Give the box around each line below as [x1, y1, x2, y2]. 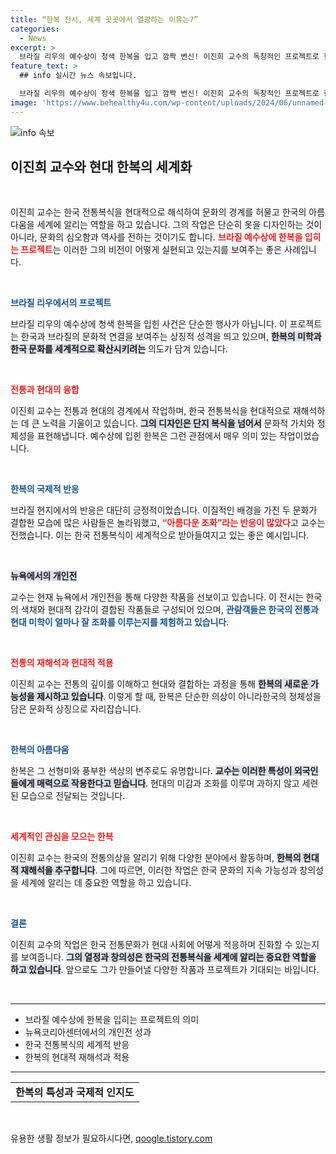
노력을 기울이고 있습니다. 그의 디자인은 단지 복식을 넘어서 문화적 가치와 [41, 417, 315, 430]
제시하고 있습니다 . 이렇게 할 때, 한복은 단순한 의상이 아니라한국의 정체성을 [36, 691, 322, 703]
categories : [10, 24, 60, 34]
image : [10, 97, 38, 108]
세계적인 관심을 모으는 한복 [10, 831, 114, 843]
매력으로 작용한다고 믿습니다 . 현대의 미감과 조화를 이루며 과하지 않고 [36, 777, 300, 790]
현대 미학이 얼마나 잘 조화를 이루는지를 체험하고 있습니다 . [10, 616, 230, 628]
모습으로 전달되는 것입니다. [20, 790, 126, 802]
